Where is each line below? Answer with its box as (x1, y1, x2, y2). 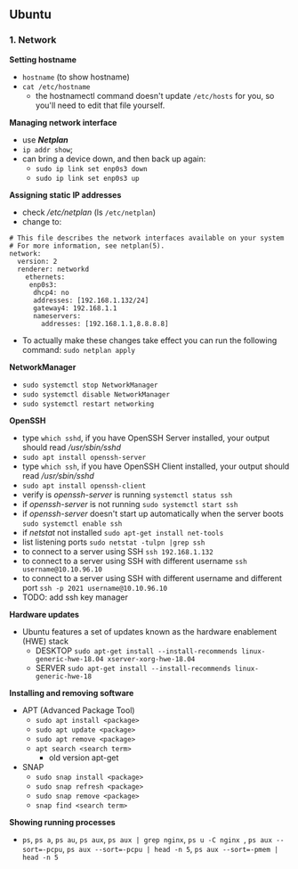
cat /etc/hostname (21, 82, 91, 92)
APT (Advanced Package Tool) (21, 704, 135, 716)
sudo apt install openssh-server (21, 453, 147, 462)
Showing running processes (9, 816, 116, 827)
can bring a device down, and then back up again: (21, 153, 206, 164)
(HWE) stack (21, 635, 69, 646)
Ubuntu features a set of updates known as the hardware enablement (21, 626, 278, 636)
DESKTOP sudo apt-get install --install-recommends (35, 645, 238, 656)
